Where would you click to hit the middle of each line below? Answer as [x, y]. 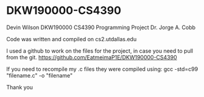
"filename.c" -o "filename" [40, 75]
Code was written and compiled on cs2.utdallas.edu [72, 39]
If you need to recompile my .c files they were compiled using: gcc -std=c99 [102, 69]
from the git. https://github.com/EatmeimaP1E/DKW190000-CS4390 [92, 57]
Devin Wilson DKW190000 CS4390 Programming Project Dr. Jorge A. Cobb [101, 27]
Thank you [20, 87]
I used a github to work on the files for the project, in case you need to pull [100, 51]
